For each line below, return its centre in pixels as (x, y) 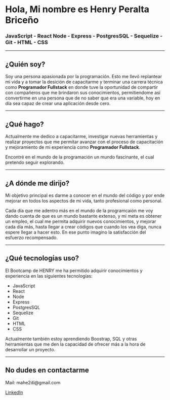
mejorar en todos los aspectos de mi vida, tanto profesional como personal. (84, 201)
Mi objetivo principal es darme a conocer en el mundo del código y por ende (85, 195)
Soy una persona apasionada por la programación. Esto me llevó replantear (84, 77)
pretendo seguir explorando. (35, 162)
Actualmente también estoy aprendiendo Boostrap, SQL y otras (71, 339)
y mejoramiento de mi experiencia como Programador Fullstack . (73, 147)
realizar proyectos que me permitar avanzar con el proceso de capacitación (84, 142)
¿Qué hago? (25, 124)
